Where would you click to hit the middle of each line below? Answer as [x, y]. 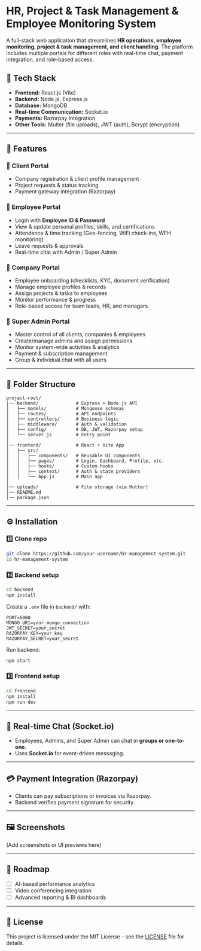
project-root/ [24, 398]
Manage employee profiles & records [60, 287]
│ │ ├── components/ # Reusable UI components [73, 456]
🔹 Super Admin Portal [38, 321]
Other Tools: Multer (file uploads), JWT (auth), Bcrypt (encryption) [97, 124]
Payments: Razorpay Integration [55, 118]
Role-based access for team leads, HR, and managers [81, 306]
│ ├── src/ [22, 451]
